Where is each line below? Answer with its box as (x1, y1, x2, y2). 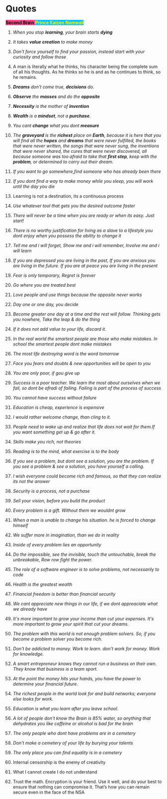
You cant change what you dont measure (12, 122, 99, 128)
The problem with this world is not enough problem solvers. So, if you (12, 630, 156, 637)
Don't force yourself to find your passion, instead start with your (12, 48, 145, 54)
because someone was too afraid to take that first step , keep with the (12, 153, 157, 159)
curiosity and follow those (12, 53, 67, 60)
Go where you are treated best (12, 282, 76, 288)
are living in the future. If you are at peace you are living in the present (12, 263, 158, 269)
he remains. (12, 74, 37, 80)
